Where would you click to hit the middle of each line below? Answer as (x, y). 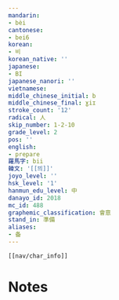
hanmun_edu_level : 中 (43, 190)
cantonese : (26, 30)
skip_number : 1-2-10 (42, 125)
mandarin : (24, 15)
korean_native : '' (38, 60)
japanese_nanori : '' (42, 81)
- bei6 (19, 37)
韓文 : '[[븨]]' (31, 169)
